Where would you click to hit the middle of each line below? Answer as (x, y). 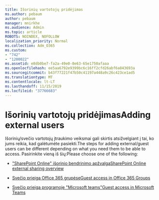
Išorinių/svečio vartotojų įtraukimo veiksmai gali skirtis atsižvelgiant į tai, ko (79, 138)
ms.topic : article (23, 32)
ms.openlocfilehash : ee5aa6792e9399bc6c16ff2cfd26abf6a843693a (70, 68)
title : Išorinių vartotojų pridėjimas (44, 9)
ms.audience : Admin (25, 28)
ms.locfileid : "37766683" (31, 91)
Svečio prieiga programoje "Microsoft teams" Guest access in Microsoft (83, 187)
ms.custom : (16, 50)
